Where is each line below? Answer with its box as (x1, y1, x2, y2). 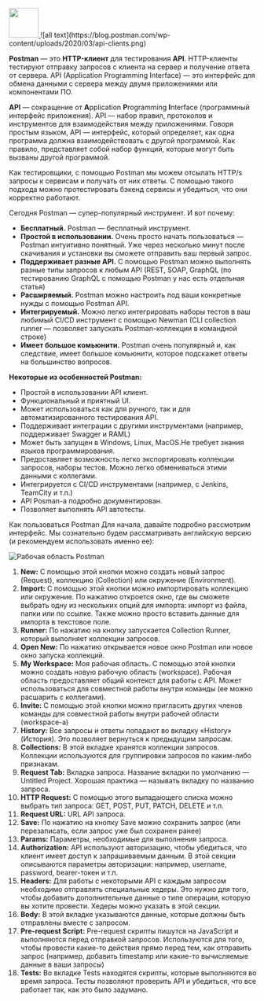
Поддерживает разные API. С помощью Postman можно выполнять (20, 257, 251, 266)
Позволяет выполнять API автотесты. (20, 505, 146, 514)
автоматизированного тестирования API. (20, 413, 159, 422)
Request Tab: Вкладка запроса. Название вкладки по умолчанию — (20, 768, 250, 777)
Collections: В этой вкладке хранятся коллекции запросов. (20, 742, 219, 752)
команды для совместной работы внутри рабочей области (20, 709, 219, 718)
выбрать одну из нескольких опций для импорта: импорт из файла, (20, 601, 247, 610)
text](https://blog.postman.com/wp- (53, 31, 171, 39)
